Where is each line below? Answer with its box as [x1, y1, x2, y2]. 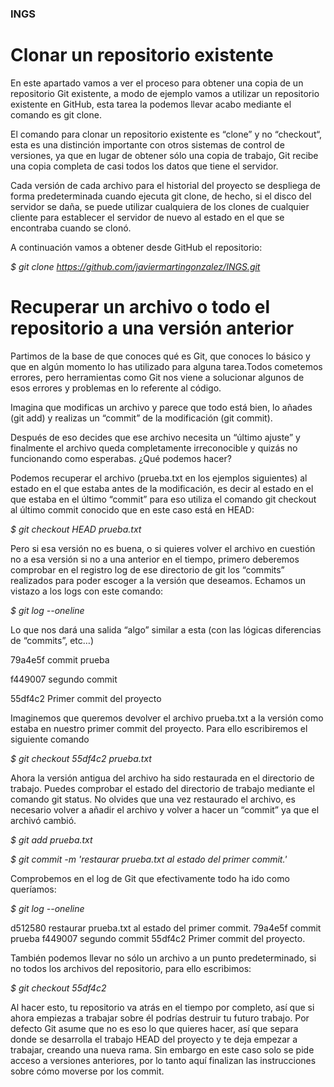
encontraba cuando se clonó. [10, 222, 132, 234]
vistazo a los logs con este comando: [10, 585, 164, 597]
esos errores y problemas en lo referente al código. [10, 382, 222, 394]
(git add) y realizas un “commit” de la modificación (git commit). [10, 412, 273, 424]
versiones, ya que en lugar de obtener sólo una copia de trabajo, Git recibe [10, 149, 319, 161]
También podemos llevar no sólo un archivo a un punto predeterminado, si [10, 952, 317, 964]
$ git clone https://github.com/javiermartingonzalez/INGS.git [10, 260, 261, 272]
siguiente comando [10, 733, 90, 745]
